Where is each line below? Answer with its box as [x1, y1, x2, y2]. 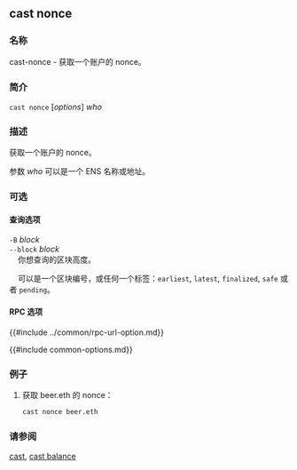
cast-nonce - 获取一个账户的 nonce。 [9, 56, 146, 67]
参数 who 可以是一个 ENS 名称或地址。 [9, 166, 151, 177]
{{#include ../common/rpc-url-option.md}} [9, 327, 165, 338]
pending [19, 286, 48, 295]
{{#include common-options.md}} [9, 344, 133, 354]
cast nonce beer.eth [21, 407, 98, 416]
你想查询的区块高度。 [17, 254, 96, 265]
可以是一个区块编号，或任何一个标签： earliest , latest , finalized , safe [17, 274, 279, 284]
